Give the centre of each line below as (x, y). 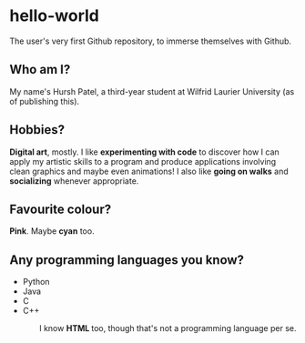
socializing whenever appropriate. (74, 181)
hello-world (55, 16)
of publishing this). (45, 101)
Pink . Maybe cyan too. (52, 231)
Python (36, 282)
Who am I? (40, 70)
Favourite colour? (61, 209)
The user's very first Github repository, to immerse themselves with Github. (151, 41)
